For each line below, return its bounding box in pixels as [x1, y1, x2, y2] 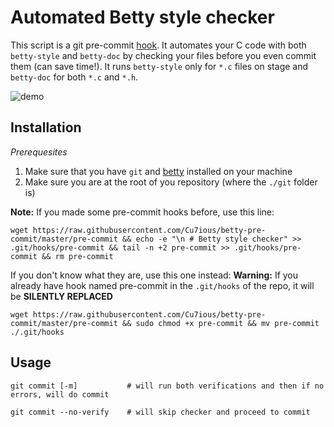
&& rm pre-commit [41, 251, 114, 261]
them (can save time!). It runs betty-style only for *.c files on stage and [10, 60, 309, 72]
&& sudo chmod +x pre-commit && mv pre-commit [121, 318, 320, 328]
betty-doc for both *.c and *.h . [10, 71, 139, 83]
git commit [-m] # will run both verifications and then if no [10, 381, 325, 391]
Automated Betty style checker [10, 6, 275, 29]
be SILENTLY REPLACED [10, 290, 113, 302]
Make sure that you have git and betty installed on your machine [24, 165, 293, 177]
